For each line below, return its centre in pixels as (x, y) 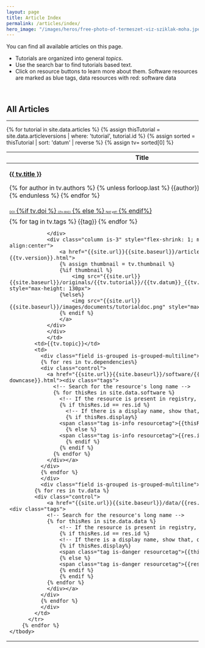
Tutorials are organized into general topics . (69, 58)
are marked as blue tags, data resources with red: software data (96, 78)
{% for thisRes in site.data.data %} (102, 522)
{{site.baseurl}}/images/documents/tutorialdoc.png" (88, 307)
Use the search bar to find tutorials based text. (74, 65)
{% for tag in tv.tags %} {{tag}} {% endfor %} (74, 222)
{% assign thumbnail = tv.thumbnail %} (117, 264)
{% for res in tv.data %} (72, 491)
